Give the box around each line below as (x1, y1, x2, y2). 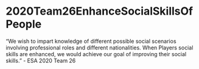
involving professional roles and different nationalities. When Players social (5, 44, 194, 51)
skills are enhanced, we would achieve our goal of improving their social (5, 50, 187, 57)
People (5, 17, 42, 31)
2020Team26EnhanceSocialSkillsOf (5, 4, 193, 18)
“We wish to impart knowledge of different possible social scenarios (5, 37, 177, 45)
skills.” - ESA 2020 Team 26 (5, 57, 76, 64)
